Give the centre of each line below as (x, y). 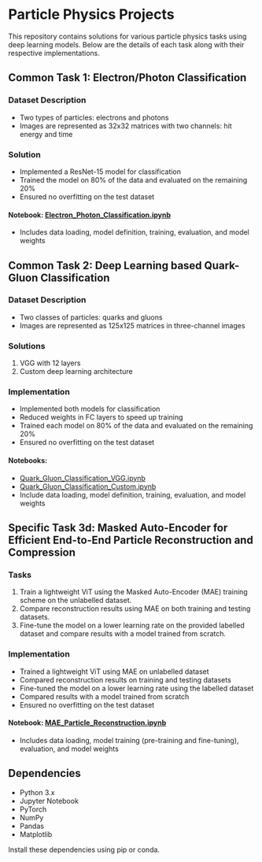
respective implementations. (54, 53)
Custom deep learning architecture (76, 372)
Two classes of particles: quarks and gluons (91, 317)
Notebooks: (28, 461)
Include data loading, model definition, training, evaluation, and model (133, 494)
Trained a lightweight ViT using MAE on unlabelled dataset (114, 671)
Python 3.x (37, 792)
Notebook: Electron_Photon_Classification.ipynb (90, 215)
